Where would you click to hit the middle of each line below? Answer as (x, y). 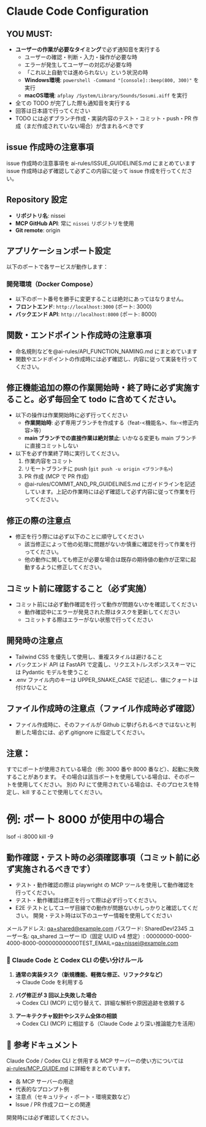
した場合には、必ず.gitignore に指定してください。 (84, 732)
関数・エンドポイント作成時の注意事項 (79, 335)
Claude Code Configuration (78, 11)
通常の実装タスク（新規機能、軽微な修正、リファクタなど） (90, 975)
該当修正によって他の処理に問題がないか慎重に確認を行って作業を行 (110, 544)
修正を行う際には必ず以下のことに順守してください (79, 537)
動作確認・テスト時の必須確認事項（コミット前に (99, 858)
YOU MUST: (29, 34)
